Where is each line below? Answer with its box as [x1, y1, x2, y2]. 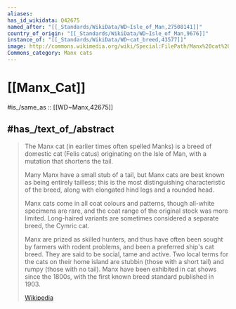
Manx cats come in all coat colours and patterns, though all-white [24, 199, 215, 207]
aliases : [7, 10, 33, 18]
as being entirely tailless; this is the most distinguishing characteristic [24, 178, 226, 186]
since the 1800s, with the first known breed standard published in [24, 272, 214, 281]
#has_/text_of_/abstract [7, 124, 114, 136]
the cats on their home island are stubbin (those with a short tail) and [24, 257, 224, 265]
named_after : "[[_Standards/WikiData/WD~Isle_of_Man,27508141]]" [7, 23, 202, 30]
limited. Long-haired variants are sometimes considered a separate [24, 213, 219, 222]
